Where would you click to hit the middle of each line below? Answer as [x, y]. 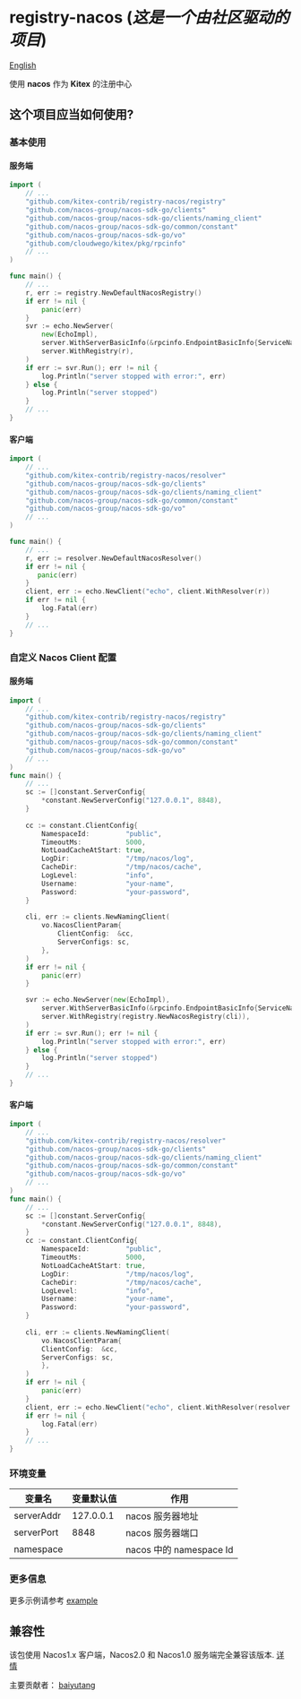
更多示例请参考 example [54, 1600]
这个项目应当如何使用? [72, 115]
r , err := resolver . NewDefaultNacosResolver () [114, 558]
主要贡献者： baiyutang [52, 1685]
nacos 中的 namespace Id [179, 1550]
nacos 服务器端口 [162, 1533]
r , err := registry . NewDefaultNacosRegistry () [114, 293]
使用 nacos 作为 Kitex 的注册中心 [71, 83]
